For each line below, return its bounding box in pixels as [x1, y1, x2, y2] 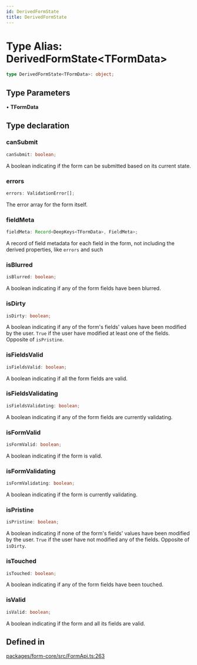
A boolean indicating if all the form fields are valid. [6, 375, 128, 382]
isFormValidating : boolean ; [6, 480, 75, 486]
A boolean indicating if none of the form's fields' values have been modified [6, 530, 190, 537]
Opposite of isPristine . [6, 336, 64, 343]
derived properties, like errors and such [6, 246, 103, 254]
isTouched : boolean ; [6, 570, 57, 577]
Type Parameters [6, 88, 71, 98]
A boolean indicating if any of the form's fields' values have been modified [6, 324, 186, 331]
